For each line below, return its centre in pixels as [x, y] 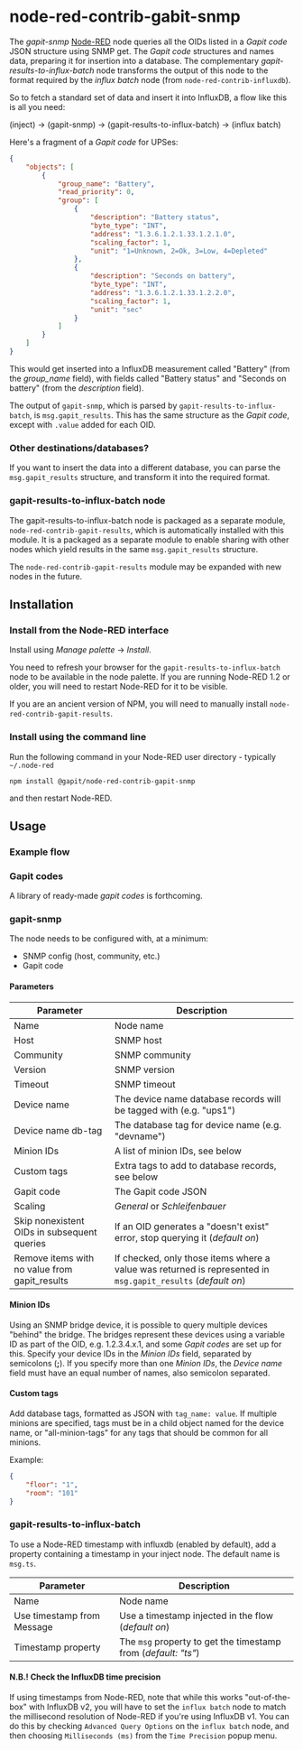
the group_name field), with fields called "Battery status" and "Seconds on [148, 378]
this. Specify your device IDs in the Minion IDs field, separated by [131, 1353]
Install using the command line [78, 737]
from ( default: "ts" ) [160, 1653]
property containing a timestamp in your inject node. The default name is [145, 1553]
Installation [41, 604]
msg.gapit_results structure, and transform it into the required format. [140, 477]
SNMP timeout [145, 1084]
